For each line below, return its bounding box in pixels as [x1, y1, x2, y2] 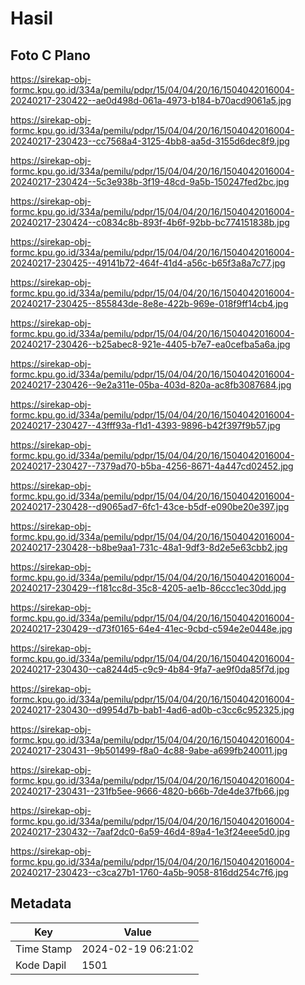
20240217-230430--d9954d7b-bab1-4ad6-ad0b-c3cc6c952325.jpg [10, 704, 295, 716]
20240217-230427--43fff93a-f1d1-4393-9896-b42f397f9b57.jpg [10, 420, 281, 431]
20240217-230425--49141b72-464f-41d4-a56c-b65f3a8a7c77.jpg [10, 257, 286, 269]
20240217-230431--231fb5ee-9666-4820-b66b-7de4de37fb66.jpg [10, 785, 290, 797]
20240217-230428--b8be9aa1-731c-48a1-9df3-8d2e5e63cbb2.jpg [10, 542, 288, 553]
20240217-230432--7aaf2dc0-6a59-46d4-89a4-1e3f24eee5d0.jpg [10, 826, 290, 837]
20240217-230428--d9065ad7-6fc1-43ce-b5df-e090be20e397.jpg [10, 501, 290, 512]
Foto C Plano [10, 47, 91, 64]
